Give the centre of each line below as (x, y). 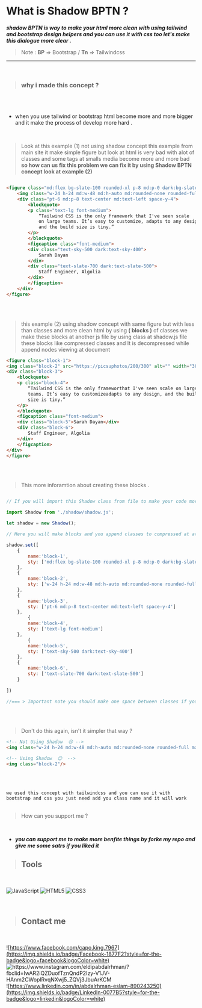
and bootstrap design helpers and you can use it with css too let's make (98, 34)
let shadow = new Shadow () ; (41, 523)
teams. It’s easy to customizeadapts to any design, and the (106, 394)
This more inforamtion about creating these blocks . (85, 485)
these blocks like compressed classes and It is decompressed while (105, 343)
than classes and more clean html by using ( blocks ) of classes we (104, 330)
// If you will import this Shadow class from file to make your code (96, 502)
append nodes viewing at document (66, 349)
